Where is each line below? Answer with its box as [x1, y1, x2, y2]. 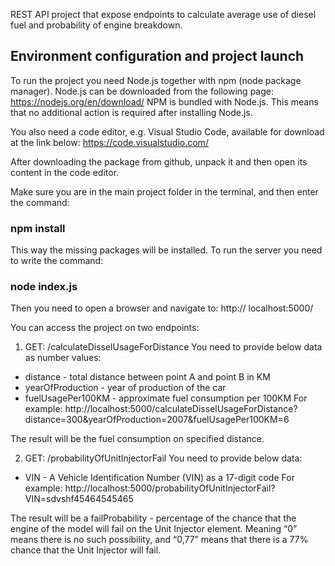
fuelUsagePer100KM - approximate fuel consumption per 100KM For [24, 392, 308, 404]
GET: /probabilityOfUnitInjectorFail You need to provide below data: [24, 452, 303, 464]
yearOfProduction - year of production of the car [24, 382, 227, 394]
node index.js [10, 280, 78, 294]
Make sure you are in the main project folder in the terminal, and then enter [10, 185, 319, 198]
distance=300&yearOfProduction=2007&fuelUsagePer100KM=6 [24, 414, 290, 426]
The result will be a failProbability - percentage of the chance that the [10, 512, 297, 524]
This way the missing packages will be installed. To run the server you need [10, 244, 323, 256]
